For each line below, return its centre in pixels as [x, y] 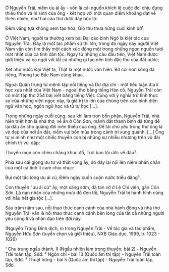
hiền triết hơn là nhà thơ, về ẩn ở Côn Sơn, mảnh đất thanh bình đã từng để [82, 121]
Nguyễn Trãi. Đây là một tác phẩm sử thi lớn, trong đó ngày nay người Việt [82, 43]
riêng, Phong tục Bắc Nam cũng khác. [45, 75]
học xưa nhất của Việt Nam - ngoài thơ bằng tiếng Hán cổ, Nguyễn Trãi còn [84, 90]
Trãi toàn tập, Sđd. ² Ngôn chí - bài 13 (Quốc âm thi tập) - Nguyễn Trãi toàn [83, 254]
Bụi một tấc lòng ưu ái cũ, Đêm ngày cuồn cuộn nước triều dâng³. [73, 177]
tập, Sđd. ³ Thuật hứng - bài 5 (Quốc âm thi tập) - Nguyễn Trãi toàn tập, [79, 260]
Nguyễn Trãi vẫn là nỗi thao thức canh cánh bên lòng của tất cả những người [85, 213]
